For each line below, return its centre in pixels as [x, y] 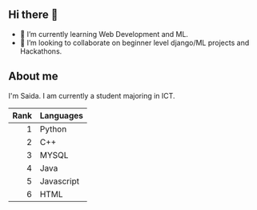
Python [53, 129]
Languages [62, 115]
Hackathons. [41, 51]
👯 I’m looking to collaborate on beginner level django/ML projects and [135, 42]
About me [33, 77]
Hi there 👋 [33, 15]
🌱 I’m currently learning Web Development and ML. [104, 34]
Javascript [60, 181]
